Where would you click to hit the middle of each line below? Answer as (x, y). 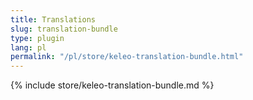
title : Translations (53, 19)
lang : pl (28, 47)
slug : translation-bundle (64, 29)
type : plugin (37, 38)
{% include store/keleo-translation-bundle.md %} (112, 85)
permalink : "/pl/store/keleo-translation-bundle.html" (127, 57)
